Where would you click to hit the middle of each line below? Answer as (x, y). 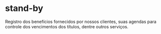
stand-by (24, 8)
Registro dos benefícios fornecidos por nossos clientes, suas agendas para (81, 22)
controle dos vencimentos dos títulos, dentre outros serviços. (67, 26)
